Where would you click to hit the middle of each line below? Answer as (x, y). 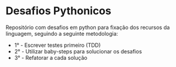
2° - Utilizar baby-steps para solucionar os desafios (78, 51)
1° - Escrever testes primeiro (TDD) (57, 45)
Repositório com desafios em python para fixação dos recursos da (88, 27)
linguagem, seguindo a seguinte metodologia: (62, 33)
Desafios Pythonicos (59, 11)
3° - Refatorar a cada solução (51, 58)
